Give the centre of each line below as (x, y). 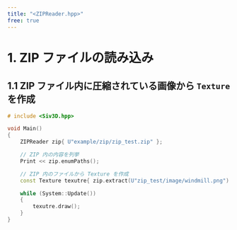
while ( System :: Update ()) (58, 193)
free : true (23, 21)
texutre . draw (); (57, 207)
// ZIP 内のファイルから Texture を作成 (74, 174)
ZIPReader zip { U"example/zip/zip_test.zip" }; (91, 142)
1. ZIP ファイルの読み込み (81, 58)
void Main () (25, 129)
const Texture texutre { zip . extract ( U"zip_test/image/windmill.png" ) (125, 180)
